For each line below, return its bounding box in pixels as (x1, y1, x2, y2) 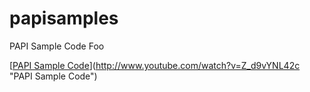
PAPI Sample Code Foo (9, 40, 105, 52)
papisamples (9, 7, 119, 30)
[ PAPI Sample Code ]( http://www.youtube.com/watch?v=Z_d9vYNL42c (9, 59, 301, 71)
